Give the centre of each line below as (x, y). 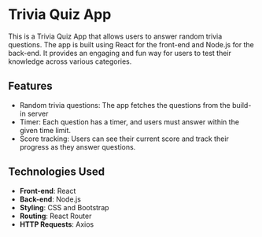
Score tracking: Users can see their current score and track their (124, 139)
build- (242, 105)
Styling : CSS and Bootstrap (64, 207)
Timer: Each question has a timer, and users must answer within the (129, 122)
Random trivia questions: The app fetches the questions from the (125, 105)
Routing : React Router (55, 216)
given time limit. (45, 130)
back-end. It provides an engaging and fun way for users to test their (120, 53)
